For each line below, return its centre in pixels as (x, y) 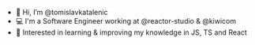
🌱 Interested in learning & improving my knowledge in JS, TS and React (131, 32)
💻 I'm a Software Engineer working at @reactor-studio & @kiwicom (126, 21)
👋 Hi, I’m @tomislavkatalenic (62, 12)
